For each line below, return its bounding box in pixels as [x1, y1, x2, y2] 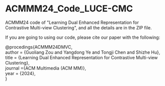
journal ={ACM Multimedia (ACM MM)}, [5, 65, 86, 71]
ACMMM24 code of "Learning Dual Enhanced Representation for [5, 19, 139, 25]
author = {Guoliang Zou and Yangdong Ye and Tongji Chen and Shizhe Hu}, [5, 49, 160, 55]
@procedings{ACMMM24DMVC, [5, 44, 72, 50]
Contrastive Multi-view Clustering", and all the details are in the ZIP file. [5, 24, 152, 30]
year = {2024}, [5, 70, 36, 76]
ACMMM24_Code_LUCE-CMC [5, 3, 133, 14]
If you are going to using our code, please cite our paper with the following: [5, 34, 160, 40]
